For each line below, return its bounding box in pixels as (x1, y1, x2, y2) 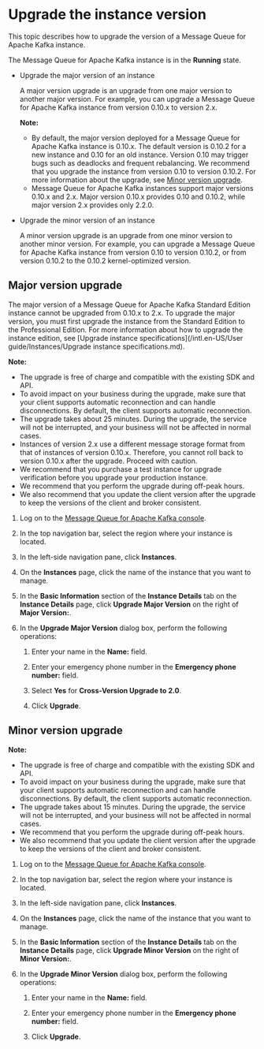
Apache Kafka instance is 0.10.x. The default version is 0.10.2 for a (31, 141, 247, 151)
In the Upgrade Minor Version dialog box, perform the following (19, 969, 228, 979)
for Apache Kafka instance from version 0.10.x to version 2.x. (19, 103, 218, 112)
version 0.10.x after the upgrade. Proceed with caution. (19, 456, 198, 465)
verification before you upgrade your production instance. (19, 472, 208, 482)
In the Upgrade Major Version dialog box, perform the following (19, 623, 228, 633)
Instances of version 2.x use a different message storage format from (19, 439, 246, 449)
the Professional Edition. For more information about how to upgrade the (8, 325, 243, 334)
